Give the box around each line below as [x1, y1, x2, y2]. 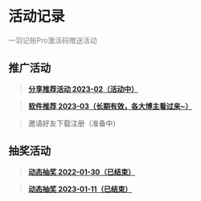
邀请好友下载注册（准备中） [27, 118, 121, 128]
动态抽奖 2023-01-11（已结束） [27, 184, 133, 194]
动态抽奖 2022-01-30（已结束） [27, 166, 135, 177]
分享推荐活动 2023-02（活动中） [27, 84, 139, 93]
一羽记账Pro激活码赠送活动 [8, 35, 98, 45]
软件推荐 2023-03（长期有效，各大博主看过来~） [27, 101, 193, 111]
